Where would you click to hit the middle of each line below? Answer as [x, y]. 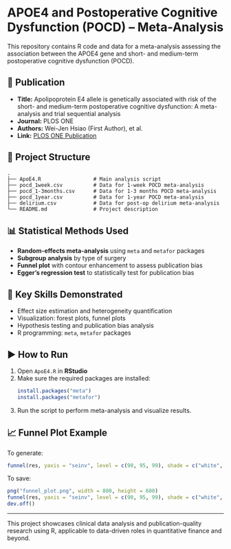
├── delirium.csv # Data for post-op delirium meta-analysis [113, 203]
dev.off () [21, 504]
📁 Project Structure [49, 157]
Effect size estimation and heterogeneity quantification [95, 311]
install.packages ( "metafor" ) [59, 397]
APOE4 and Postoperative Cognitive [112, 13]
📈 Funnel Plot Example [57, 433]
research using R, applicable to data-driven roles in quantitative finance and [114, 531]
